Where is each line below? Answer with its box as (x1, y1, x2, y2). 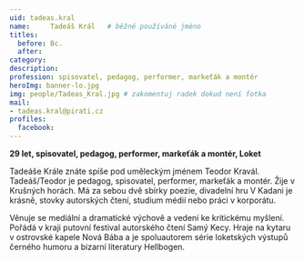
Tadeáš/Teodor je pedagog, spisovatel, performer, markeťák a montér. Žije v (9, 176, 296, 186)
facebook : (17, 124, 55, 133)
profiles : (9, 115, 47, 124)
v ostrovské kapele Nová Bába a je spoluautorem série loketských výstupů (9, 232, 289, 242)
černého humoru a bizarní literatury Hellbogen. (9, 242, 185, 252)
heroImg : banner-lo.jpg (9, 81, 100, 90)
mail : (9, 97, 30, 107)
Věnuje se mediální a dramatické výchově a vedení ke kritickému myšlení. (9, 213, 285, 223)
